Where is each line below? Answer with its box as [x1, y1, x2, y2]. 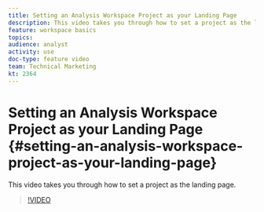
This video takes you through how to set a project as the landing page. [8, 180, 236, 189]
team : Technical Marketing [8, 63, 97, 71]
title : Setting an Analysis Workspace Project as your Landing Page [8, 11, 237, 20]
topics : [8, 33, 34, 42]
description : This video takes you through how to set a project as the [8, 19, 251, 27]
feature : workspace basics [8, 26, 97, 34]
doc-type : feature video [8, 56, 90, 64]
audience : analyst [8, 41, 68, 49]
